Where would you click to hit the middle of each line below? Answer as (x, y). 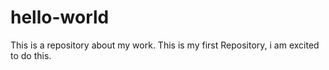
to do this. (31, 55)
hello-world (60, 17)
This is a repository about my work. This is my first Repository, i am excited (165, 45)
